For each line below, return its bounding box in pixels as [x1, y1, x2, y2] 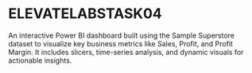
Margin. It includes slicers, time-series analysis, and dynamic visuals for [8, 47, 244, 57]
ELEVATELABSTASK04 [8, 5, 163, 23]
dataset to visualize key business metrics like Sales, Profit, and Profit [8, 38, 233, 48]
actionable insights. [8, 56, 72, 65]
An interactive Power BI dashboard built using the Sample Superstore [8, 31, 235, 40]
